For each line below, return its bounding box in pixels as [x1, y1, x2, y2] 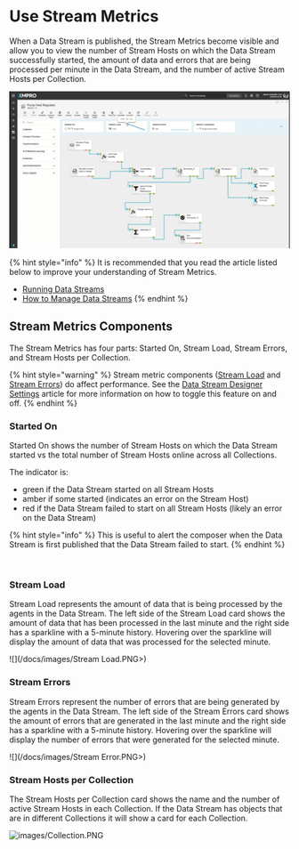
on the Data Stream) [21, 513, 96, 523]
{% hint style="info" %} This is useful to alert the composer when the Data [9, 530, 283, 540]
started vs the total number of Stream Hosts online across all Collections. [9, 449, 278, 460]
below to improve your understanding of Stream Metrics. [9, 266, 217, 277]
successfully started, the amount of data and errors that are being [9, 54, 251, 65]
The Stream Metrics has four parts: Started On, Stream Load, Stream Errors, [9, 343, 287, 353]
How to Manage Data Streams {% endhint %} [21, 293, 189, 303]
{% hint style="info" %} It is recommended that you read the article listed [9, 256, 278, 268]
